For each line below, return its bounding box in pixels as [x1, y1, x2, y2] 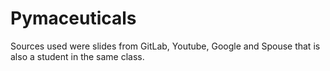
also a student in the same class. [10, 50, 145, 62]
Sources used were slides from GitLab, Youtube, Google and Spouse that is [10, 40, 321, 52]
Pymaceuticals [10, 7, 137, 30]
